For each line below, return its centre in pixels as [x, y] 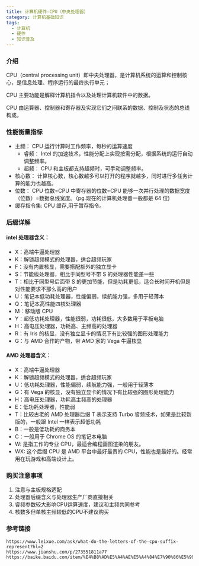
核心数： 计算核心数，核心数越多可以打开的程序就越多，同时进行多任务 [101, 176]
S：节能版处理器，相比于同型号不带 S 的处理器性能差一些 [84, 274]
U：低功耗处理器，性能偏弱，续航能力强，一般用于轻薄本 [84, 384]
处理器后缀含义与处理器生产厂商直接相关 [64, 497]
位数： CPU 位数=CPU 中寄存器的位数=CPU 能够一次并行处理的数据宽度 [102, 190]
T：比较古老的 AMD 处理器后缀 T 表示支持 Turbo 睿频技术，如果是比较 [100, 414]
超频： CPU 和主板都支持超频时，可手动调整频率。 [85, 168]
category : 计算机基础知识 [35, 17]
